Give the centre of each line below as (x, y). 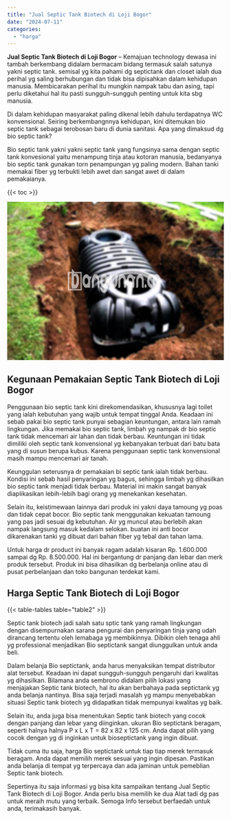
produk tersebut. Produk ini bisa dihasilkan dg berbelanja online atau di (108, 564)
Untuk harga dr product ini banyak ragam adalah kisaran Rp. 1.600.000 (107, 549)
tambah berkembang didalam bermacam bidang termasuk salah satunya (110, 64)
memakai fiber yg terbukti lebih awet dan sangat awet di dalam (96, 172)
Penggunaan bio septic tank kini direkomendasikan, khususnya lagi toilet (110, 406)
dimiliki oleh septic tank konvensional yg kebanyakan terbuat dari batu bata (114, 443)
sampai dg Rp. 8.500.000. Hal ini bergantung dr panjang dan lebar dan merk (115, 557)
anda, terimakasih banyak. (44, 809)
